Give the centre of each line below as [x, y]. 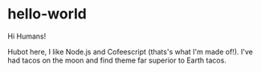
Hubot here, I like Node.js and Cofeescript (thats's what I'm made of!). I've [130, 51]
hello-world [47, 14]
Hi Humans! [27, 36]
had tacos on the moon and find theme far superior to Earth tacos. [117, 60]
